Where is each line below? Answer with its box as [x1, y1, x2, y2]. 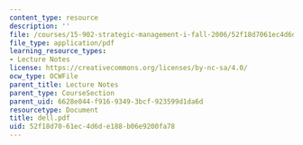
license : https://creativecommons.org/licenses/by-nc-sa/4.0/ [9, 64, 248, 73]
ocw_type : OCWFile [9, 72, 78, 81]
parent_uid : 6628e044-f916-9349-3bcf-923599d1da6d [9, 96, 204, 106]
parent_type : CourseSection [9, 88, 115, 97]
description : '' [9, 22, 70, 31]
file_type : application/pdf [9, 38, 115, 48]
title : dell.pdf [9, 113, 70, 122]
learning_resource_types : [9, 47, 106, 56]
